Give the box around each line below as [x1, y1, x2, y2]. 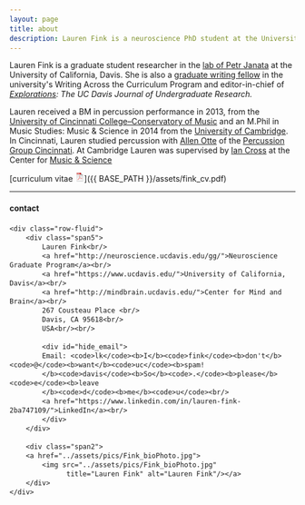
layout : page [9, 15, 59, 24]
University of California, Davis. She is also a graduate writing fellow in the [9, 69, 284, 81]
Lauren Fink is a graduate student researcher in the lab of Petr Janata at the [9, 60, 293, 71]
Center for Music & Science [9, 154, 113, 165]
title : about [9, 24, 59, 34]
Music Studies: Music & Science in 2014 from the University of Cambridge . [9, 125, 289, 136]
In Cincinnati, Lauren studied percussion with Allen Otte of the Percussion [9, 135, 285, 146]
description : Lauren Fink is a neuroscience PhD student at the [9, 34, 258, 43]
